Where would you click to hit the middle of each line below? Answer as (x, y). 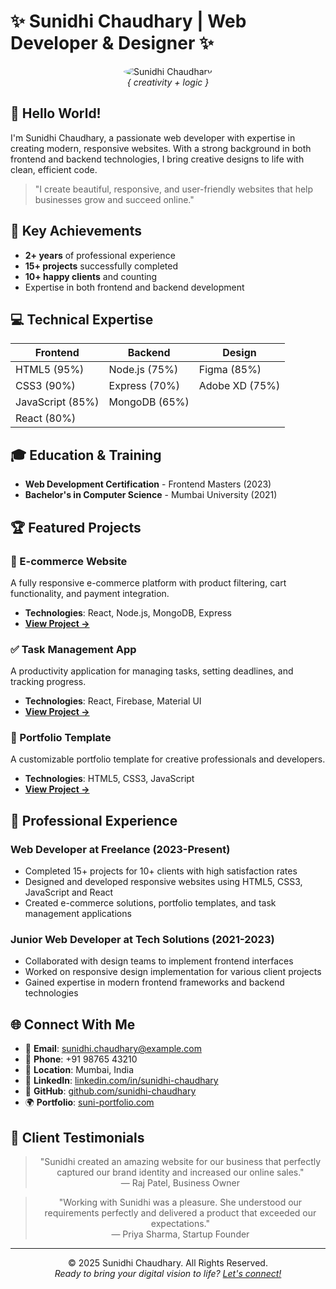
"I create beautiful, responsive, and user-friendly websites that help (174, 189)
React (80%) (46, 418)
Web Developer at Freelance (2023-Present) (120, 849)
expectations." (180, 1224)
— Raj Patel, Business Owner (180, 1183)
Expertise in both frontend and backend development (134, 287)
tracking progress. (48, 682)
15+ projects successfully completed (101, 266)
